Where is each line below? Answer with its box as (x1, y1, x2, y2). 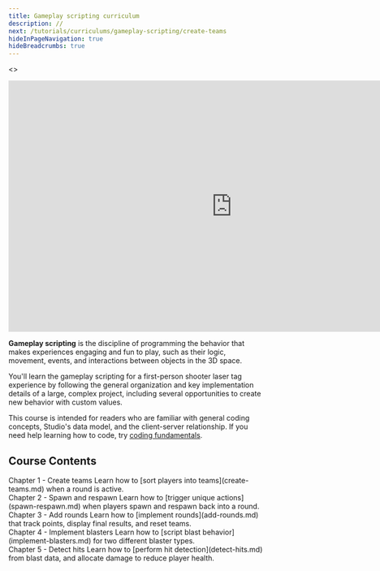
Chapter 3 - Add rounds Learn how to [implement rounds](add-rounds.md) (8, 509, 259, 520)
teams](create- (198, 475, 249, 485)
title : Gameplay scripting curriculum (8, 11, 140, 20)
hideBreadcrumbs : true (8, 42, 85, 50)
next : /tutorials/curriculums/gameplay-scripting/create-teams (8, 27, 227, 35)
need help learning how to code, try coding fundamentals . (8, 430, 203, 440)
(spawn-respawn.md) (8, 501, 81, 511)
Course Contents (8, 454, 97, 468)
